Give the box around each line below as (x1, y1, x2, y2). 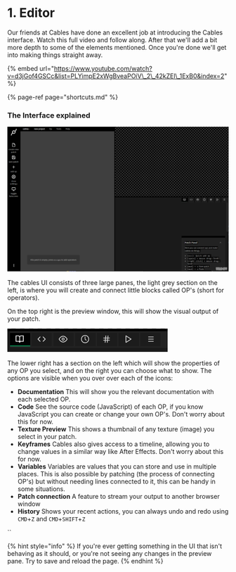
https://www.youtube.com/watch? (53, 64, 152, 72)
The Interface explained (7, 110, 91, 120)
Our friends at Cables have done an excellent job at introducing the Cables (7, 28, 223, 37)
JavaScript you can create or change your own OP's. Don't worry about (17, 409, 225, 418)
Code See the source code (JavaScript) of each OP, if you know (17, 402, 204, 411)
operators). (7, 293, 40, 302)
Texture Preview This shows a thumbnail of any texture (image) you (17, 424, 215, 433)
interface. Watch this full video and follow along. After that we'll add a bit (7, 35, 218, 44)
